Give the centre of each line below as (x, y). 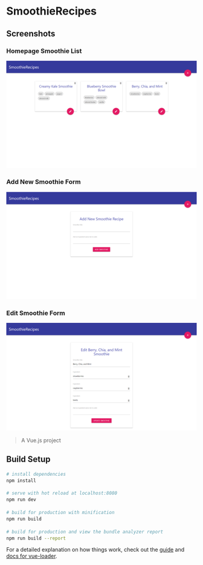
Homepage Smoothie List (44, 51)
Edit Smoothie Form (36, 313)
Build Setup (28, 459)
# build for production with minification (60, 513)
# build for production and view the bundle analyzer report (85, 532)
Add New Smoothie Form (43, 182)
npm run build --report (36, 538)
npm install (21, 481)
